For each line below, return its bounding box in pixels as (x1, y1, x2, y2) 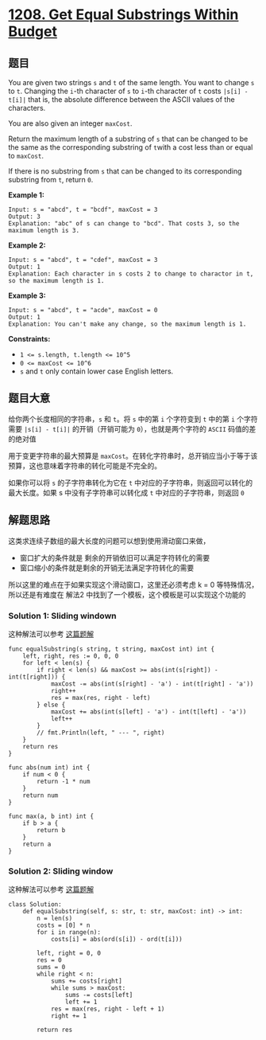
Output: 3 (8, 213, 41, 221)
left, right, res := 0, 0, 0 (22, 651, 119, 660)
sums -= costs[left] (64, 991, 133, 999)
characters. (8, 104, 46, 112)
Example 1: (8, 190, 45, 200)
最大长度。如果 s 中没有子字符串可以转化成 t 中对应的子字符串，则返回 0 (8, 487, 245, 497)
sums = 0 (37, 964, 66, 972)
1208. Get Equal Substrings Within (8, 6, 239, 24)
